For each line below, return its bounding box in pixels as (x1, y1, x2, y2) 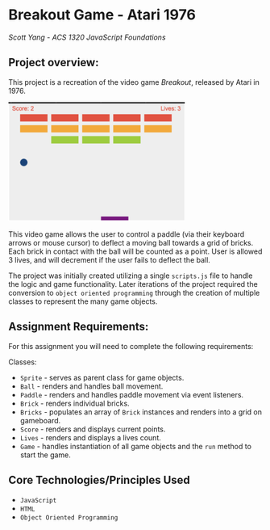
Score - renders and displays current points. (19, 424, 166, 434)
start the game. (19, 450, 71, 460)
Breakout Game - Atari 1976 (8, 6, 196, 24)
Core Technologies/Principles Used (8, 473, 191, 487)
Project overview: (8, 56, 99, 69)
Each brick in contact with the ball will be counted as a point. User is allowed (8, 246, 263, 256)
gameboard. (19, 415, 61, 425)
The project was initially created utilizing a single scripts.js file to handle (8, 271, 253, 280)
